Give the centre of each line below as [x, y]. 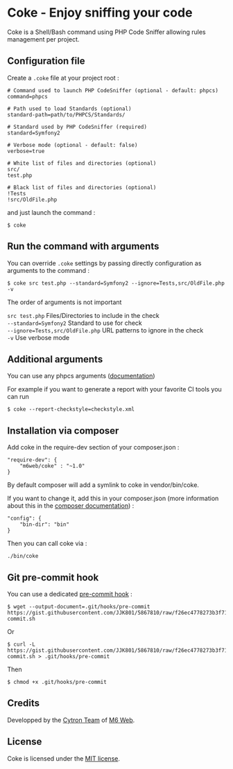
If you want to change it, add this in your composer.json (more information [113, 498]
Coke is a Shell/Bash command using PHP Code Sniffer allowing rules [106, 32]
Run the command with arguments [83, 246]
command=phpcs [28, 96]
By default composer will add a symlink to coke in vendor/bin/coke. [103, 485]
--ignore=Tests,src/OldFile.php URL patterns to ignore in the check [105, 330]
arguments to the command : [49, 270]
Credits [24, 704]
